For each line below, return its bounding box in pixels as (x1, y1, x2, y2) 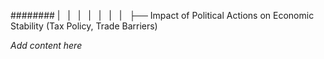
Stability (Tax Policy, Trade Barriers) (10, 20, 158, 32)
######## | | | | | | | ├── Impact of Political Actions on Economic (10, 10, 315, 21)
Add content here (10, 40, 83, 51)
